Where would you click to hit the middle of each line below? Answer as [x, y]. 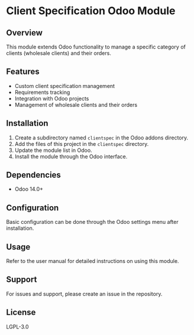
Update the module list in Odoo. [54, 150]
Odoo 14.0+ [29, 189]
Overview [25, 33]
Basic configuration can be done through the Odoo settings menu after [92, 222]
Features [23, 72]
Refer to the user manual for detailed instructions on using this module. [93, 261]
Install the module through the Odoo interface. [71, 156]
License [21, 312]
